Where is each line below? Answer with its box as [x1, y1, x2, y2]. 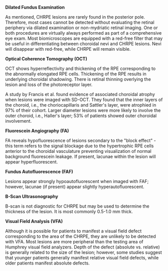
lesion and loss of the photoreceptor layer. [5, 81, 93, 87]
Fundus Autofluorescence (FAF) [5, 168, 74, 174]
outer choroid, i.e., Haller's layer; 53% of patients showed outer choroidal [5, 113, 157, 119]
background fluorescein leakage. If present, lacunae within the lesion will [5, 153, 156, 159]
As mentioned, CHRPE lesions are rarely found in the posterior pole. [5, 14, 145, 20]
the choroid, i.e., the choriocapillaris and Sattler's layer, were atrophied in [5, 102, 156, 108]
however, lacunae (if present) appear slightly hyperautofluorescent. [5, 184, 144, 190]
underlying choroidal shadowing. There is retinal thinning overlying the [5, 76, 151, 82]
